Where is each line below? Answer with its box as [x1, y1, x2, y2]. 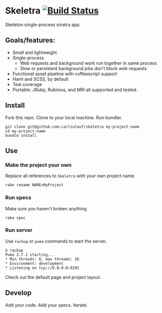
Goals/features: [5, 36, 55, 45]
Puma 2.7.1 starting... [5, 252, 55, 257]
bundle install [5, 133, 37, 138]
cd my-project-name [5, 128, 46, 134]
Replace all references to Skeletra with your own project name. [5, 173, 136, 179]
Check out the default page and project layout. [5, 274, 101, 280]
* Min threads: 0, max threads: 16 [5, 256, 79, 261]
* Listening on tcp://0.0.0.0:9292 [5, 265, 79, 270]
